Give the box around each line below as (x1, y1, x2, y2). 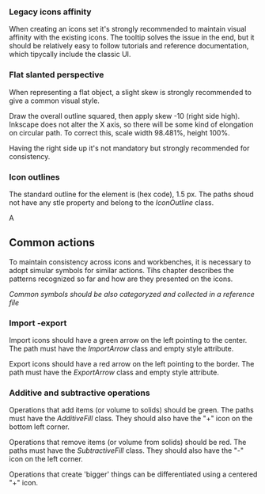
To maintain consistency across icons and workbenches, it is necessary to (9, 256, 252, 267)
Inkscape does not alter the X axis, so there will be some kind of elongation (9, 120, 254, 129)
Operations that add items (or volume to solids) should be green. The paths (9, 405, 254, 415)
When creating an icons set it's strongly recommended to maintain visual (9, 25, 247, 34)
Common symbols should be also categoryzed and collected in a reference (9, 289, 256, 298)
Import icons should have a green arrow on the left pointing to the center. (9, 336, 248, 344)
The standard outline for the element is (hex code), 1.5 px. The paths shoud (9, 189, 254, 199)
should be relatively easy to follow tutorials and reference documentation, (9, 41, 249, 51)
